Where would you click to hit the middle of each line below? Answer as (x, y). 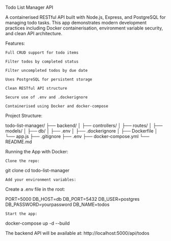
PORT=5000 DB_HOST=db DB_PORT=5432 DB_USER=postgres (72, 199)
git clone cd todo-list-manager (38, 170)
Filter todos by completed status (42, 62)
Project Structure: (24, 116)
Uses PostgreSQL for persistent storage (49, 79)
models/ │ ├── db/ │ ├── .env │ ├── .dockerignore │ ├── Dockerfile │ (81, 131)
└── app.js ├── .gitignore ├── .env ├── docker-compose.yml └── (77, 136)
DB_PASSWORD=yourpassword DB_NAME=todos (57, 204)
